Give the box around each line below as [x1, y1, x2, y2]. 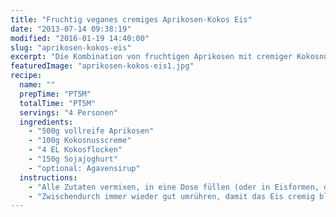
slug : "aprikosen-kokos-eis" [10, 42, 132, 53]
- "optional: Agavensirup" [28, 163, 141, 173]
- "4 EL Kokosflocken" [28, 145, 123, 155]
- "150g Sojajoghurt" [28, 154, 118, 164]
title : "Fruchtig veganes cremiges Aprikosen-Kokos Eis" [10, 14, 253, 25]
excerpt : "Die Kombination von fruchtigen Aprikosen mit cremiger [10, 52, 293, 62]
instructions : [19, 172, 78, 183]
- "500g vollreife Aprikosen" [28, 126, 155, 136]
